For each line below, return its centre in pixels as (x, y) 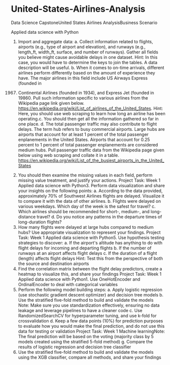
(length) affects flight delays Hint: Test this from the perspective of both (90, 258)
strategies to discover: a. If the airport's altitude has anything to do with (90, 243)
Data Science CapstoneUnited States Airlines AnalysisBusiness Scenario (84, 23)
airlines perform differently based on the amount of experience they (86, 73)
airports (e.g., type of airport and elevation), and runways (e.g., (82, 47)
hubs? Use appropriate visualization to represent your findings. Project (89, 232)
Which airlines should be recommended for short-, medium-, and (84, 211)
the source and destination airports (53, 264)
